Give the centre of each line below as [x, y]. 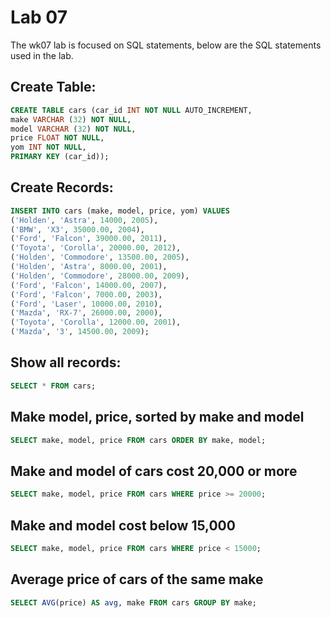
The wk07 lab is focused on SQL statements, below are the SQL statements [166, 45]
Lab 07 [39, 17]
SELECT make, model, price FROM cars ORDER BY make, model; [138, 440]
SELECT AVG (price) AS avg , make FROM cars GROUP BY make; [133, 602]
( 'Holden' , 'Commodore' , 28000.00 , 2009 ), [100, 276]
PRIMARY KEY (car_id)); [60, 157]
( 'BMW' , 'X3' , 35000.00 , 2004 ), [77, 229]
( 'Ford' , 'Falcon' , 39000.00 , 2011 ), [89, 239]
